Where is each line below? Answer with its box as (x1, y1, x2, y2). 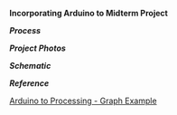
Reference (9, 78, 50, 89)
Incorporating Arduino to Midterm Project (9, 8, 169, 18)
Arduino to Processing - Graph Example (9, 95, 157, 106)
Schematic (9, 61, 51, 71)
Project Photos (9, 43, 66, 53)
